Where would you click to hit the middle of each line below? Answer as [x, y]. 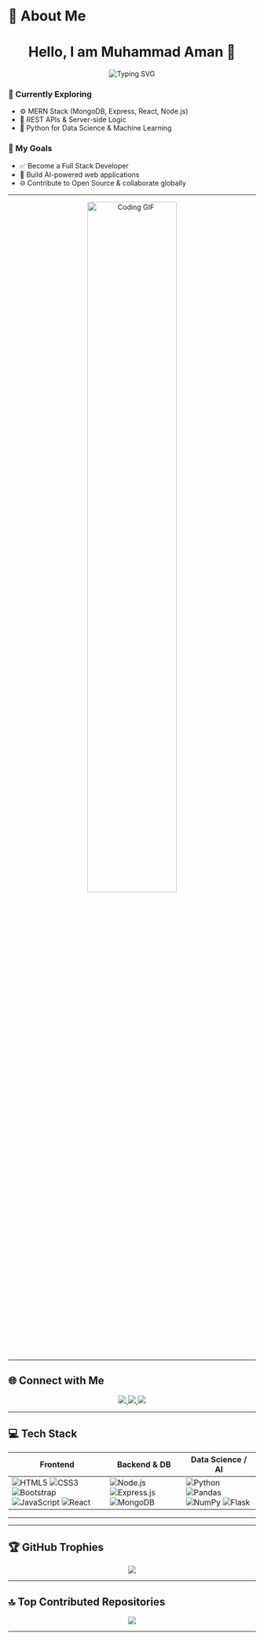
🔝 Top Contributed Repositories [87, 1602]
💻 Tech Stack [43, 1433]
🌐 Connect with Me [56, 1381]
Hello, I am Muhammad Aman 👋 [132, 52]
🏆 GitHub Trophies [56, 1547]
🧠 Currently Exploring [50, 94]
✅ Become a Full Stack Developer [74, 165]
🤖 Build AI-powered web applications [79, 174]
